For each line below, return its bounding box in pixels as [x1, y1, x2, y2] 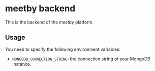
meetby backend [5, 3, 75, 14]
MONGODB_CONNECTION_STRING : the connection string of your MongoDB [12, 56, 151, 62]
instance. [12, 61, 31, 67]
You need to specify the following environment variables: [5, 46, 121, 52]
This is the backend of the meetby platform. [5, 19, 94, 25]
